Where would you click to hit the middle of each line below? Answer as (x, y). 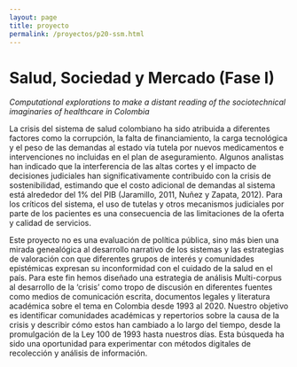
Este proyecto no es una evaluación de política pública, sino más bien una (144, 240)
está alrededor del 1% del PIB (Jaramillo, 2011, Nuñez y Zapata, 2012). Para (146, 195)
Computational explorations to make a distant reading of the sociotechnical (148, 102)
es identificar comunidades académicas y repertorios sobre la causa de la (144, 316)
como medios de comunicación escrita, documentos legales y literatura (140, 297)
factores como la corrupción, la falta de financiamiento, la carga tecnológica (148, 138)
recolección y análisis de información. (78, 353)
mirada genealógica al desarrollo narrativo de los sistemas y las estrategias (147, 250)
